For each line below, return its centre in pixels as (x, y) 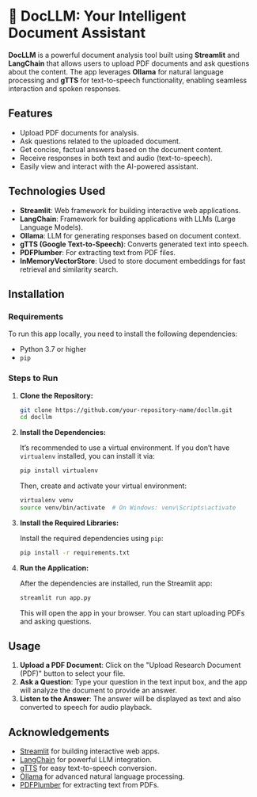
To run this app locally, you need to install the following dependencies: (123, 334)
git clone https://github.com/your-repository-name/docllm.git (126, 410)
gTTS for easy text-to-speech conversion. (88, 768)
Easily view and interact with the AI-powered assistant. (109, 166)
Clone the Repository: (56, 395)
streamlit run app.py (55, 597)
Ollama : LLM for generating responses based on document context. (130, 235)
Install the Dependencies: (63, 433)
